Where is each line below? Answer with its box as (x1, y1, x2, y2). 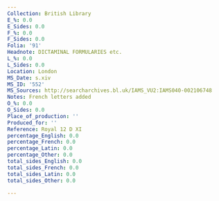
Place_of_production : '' (7, 113, 79, 119)
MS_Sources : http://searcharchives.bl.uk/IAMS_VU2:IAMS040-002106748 (7, 87, 213, 94)
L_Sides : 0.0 (7, 61, 45, 68)
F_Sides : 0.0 (7, 36, 45, 43)
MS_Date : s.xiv (7, 74, 51, 82)
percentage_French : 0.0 (7, 139, 76, 146)
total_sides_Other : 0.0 (7, 177, 76, 184)
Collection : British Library (7, 10, 91, 17)
